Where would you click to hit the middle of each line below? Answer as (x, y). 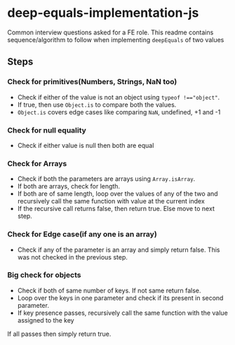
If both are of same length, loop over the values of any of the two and (118, 194)
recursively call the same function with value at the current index (111, 201)
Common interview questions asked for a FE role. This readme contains (110, 32)
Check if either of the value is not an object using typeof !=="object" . (119, 97)
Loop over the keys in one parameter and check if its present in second (120, 298)
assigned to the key (46, 320)
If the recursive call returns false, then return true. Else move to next (116, 209)
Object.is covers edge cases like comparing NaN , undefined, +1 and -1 (119, 112)
